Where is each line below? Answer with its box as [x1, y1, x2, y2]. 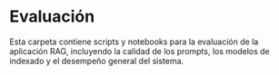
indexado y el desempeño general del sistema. [9, 55, 184, 66]
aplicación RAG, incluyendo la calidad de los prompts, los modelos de [9, 45, 270, 56]
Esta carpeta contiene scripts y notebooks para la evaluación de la [9, 36, 259, 47]
